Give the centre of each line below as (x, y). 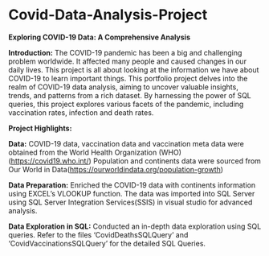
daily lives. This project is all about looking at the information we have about (134, 69)
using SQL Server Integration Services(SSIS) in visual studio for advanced (130, 202)
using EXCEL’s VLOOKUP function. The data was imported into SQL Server (132, 193)
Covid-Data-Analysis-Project (108, 15)
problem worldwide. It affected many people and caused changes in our (128, 61)
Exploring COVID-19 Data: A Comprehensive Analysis (100, 37)
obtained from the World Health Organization (83, 152)
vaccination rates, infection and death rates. (81, 112)
